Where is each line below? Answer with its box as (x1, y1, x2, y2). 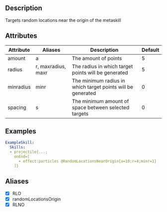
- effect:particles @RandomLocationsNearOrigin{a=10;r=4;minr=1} (18, 159, 157, 164)
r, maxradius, (35, 63, 66, 70)
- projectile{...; (9, 149, 48, 155)
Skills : (9, 145, 26, 150)
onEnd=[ (14, 154, 30, 159)
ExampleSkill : (5, 140, 35, 145)
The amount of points (72, 55, 122, 62)
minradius (7, 83, 31, 90)
